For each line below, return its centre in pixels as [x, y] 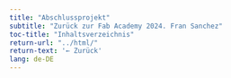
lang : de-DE [31, 59]
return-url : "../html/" [54, 43]
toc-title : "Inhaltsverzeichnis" [72, 34]
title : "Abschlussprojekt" [60, 17]
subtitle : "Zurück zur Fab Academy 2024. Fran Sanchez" [116, 26]
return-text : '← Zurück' [56, 51]
